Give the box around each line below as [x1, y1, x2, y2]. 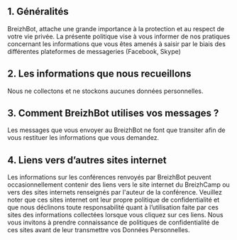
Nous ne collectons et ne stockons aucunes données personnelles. [7, 87, 204, 95]
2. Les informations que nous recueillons [7, 67, 192, 80]
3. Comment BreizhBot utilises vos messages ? [7, 107, 219, 119]
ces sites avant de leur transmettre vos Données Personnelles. [7, 226, 190, 234]
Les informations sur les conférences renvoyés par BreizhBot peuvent [7, 173, 211, 182]
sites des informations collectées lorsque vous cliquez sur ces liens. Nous [7, 211, 224, 219]
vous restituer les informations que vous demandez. [7, 133, 160, 142]
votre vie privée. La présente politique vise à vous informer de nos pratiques [7, 32, 231, 40]
